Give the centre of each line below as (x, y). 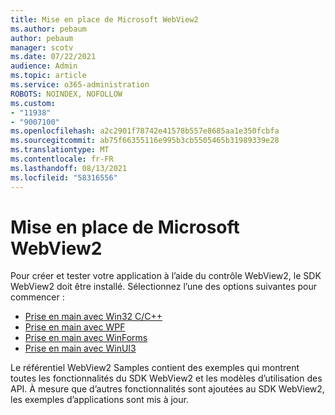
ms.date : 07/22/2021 (53, 57)
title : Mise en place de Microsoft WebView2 (104, 19)
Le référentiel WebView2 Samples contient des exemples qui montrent (155, 368)
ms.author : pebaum (48, 29)
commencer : (37, 297)
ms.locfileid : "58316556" (64, 177)
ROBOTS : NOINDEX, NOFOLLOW (66, 94)
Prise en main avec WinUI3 (80, 348)
